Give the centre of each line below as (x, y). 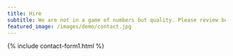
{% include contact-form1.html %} (56, 46)
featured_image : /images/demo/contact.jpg (69, 26)
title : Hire (24, 13)
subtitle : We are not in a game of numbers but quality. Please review (113, 20)
